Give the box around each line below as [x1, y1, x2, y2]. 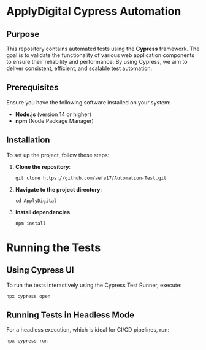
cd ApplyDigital [15, 198, 57, 204]
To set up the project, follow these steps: [6, 151, 110, 158]
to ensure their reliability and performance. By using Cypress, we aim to [6, 58, 188, 65]
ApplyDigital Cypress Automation [6, 4, 181, 18]
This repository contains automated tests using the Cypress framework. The [6, 45, 200, 52]
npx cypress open [6, 293, 51, 299]
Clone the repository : [15, 163, 71, 170]
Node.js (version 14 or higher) [15, 111, 92, 118]
